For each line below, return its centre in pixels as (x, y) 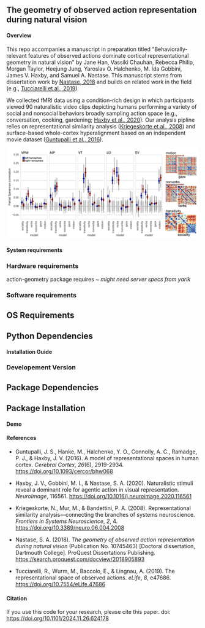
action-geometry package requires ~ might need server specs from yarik (99, 280)
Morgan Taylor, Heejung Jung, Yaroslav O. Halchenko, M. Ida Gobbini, (94, 69)
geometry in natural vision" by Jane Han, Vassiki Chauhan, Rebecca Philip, (100, 62)
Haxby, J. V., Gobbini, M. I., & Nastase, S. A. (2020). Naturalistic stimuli (104, 483)
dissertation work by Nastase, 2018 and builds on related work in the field (99, 82)
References (21, 438)
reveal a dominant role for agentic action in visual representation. (97, 490)
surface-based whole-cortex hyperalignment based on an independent (96, 133)
